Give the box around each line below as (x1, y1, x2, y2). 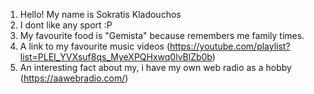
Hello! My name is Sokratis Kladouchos (19, 9, 182, 20)
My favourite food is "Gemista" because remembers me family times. (19, 30, 305, 41)
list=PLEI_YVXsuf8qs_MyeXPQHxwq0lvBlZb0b (19, 51, 213, 63)
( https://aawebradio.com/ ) (19, 72, 129, 84)
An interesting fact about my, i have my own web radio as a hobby (19, 62, 292, 73)
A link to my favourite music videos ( (19, 40, 171, 52)
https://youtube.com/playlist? (169, 40, 291, 52)
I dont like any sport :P (19, 19, 113, 31)
